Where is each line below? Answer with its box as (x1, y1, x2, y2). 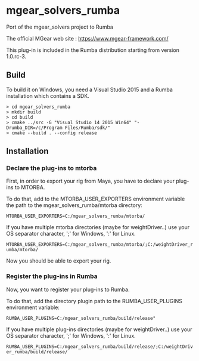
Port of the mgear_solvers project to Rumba (6, 23, 113, 30)
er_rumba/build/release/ (6, 348, 68, 355)
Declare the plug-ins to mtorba (6, 164, 97, 172)
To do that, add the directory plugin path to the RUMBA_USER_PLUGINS (6, 297, 183, 304)
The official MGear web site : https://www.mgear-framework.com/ (6, 35, 169, 42)
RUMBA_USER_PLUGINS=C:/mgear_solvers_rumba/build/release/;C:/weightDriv (6, 344, 194, 350)
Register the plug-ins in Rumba (6, 272, 98, 280)
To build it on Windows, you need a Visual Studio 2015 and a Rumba (6, 86, 173, 93)
